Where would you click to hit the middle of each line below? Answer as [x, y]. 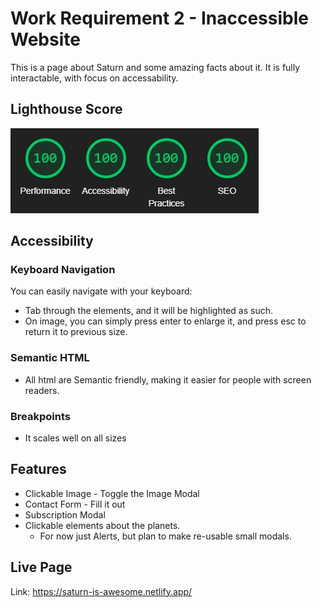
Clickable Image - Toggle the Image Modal [112, 493]
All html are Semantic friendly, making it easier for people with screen [168, 379]
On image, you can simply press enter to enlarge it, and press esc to [165, 321]
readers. [42, 390]
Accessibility [52, 241]
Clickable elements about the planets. [102, 525]
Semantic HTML [50, 358]
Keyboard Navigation [63, 270]
